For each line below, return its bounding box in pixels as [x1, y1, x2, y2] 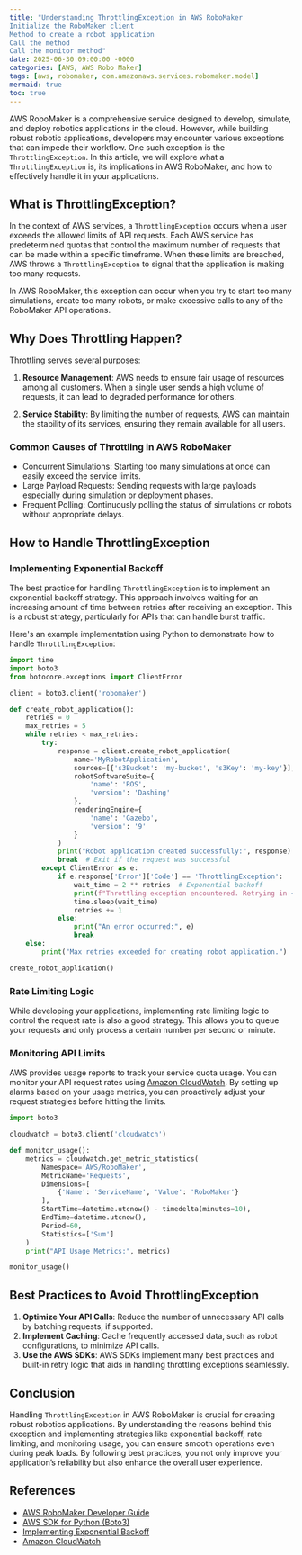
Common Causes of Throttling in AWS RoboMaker [9, 441, 232, 454]
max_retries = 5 [25, 722, 87, 731]
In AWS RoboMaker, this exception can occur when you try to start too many [9, 285, 292, 297]
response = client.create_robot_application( [57, 746, 231, 756]
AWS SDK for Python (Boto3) [22, 1516, 130, 1527]
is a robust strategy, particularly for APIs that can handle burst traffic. [9, 611, 266, 622]
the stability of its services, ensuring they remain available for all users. [22, 418, 286, 429]
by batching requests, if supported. [22, 1321, 154, 1332]
